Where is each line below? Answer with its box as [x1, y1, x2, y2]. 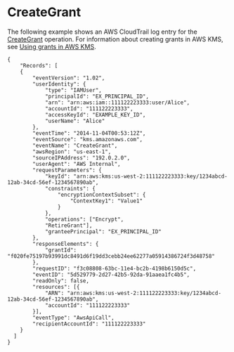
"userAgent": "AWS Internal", [32, 160, 121, 167]
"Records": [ [20, 62, 58, 69]
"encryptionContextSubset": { [57, 191, 146, 198]
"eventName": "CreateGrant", [32, 142, 118, 149]
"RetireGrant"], [44, 222, 93, 229]
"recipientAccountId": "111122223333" [32, 320, 146, 327]
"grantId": [44, 247, 77, 254]
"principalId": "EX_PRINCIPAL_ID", [44, 93, 150, 100]
